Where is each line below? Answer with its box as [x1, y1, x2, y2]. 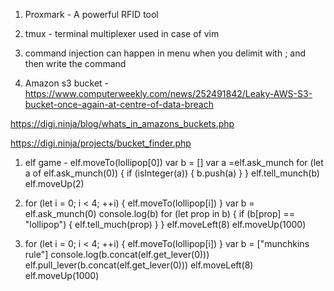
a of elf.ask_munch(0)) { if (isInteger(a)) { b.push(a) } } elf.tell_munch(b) [24, 167, 320, 179]
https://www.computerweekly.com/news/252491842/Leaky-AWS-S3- [24, 88, 313, 99]
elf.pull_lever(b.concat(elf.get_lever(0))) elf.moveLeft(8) [24, 259, 254, 271]
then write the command [24, 58, 127, 69]
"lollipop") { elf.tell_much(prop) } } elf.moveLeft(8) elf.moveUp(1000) [24, 219, 307, 230]
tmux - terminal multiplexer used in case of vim [24, 28, 220, 39]
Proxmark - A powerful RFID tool [24, 9, 159, 20]
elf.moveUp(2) [24, 178, 85, 189]
